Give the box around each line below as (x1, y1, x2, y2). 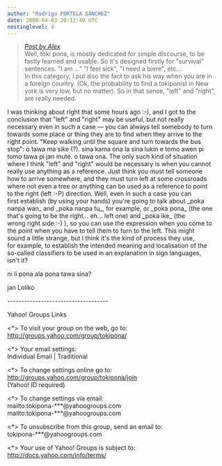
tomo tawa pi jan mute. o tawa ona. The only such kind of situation (7, 152, 198, 161)
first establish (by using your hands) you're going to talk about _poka (7, 197, 205, 205)
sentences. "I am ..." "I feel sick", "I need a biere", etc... (24, 64, 182, 73)
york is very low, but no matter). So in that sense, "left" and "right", (24, 87, 216, 95)
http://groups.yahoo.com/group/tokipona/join (7, 373, 138, 381)
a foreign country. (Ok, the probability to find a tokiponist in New (24, 80, 209, 88)
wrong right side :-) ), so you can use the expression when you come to (7, 219, 212, 228)
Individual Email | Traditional (7, 352, 88, 361)
